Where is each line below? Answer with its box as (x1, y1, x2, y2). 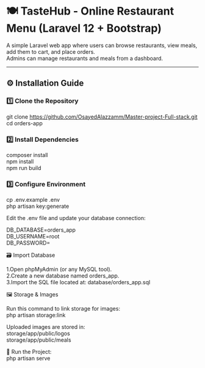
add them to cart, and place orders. (6, 48, 96, 55)
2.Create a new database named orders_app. (6, 272, 120, 279)
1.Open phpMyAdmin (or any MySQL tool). (6, 266, 112, 273)
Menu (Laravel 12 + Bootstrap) (6, 21, 162, 35)
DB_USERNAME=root (6, 233, 60, 240)
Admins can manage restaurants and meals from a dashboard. (6, 54, 164, 62)
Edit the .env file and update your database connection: (6, 215, 146, 222)
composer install (6, 151, 48, 158)
